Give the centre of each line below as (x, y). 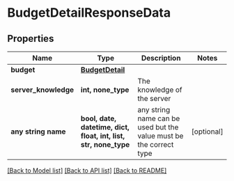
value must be (161, 136)
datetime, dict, (105, 127)
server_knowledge (42, 90)
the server (154, 99)
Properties (31, 39)
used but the (158, 127)
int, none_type (105, 90)
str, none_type (105, 144)
